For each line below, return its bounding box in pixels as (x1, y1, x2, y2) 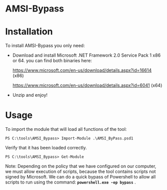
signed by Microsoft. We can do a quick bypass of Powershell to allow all (5, 174, 156, 180)
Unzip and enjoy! (12, 92, 48, 98)
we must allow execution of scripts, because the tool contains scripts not (5, 168, 156, 174)
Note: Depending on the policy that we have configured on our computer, (5, 163, 156, 169)
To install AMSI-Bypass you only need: (5, 43, 85, 49)
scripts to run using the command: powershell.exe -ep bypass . (5, 179, 136, 185)
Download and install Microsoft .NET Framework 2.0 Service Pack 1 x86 (12, 52, 161, 58)
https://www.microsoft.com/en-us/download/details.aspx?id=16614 (12, 67, 152, 73)
